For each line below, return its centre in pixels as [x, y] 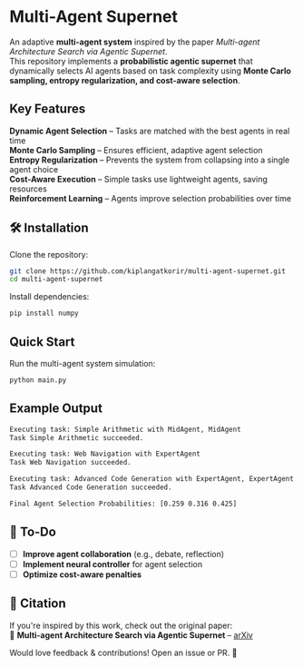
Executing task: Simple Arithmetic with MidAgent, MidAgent [126, 429]
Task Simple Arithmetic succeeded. [77, 437]
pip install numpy [44, 314]
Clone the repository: [49, 254]
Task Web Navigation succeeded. [70, 463]
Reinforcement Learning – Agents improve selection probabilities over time [151, 198]
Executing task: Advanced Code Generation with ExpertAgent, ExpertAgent [152, 479]
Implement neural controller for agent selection [112, 564]
